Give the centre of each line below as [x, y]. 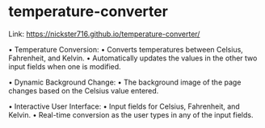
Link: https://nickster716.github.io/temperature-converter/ [104, 34]
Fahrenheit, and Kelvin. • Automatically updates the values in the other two [133, 58]
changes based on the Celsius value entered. [84, 90]
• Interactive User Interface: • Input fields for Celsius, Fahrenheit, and [124, 106]
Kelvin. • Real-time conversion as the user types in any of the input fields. [131, 114]
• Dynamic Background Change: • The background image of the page [125, 82]
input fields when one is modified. [65, 66]
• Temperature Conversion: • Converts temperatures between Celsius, [126, 49]
